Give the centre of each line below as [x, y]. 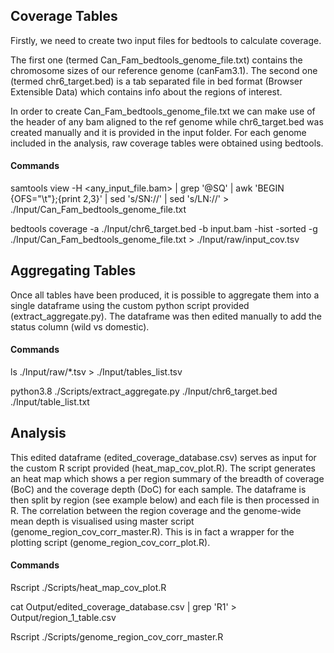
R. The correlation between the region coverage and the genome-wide [156, 510]
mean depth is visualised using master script [102, 521]
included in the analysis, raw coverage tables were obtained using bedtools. [167, 143]
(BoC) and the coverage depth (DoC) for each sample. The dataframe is [158, 489]
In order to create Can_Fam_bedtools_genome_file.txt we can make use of [163, 111]
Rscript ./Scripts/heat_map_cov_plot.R [88, 588]
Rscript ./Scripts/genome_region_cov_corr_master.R [117, 637]
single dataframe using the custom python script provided [130, 305]
